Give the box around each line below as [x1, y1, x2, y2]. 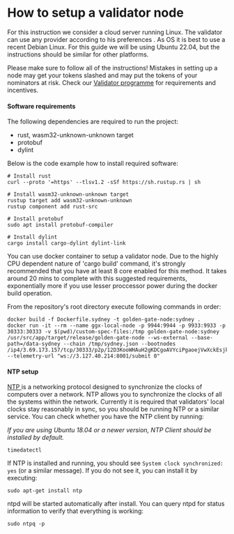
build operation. [7, 289, 53, 298]
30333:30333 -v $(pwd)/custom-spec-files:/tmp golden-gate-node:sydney [7, 328, 219, 335]
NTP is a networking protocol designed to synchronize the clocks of [7, 383, 203, 391]
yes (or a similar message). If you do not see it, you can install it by [7, 466, 198, 475]
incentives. [7, 86, 39, 94]
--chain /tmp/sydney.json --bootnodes [63, 340, 176, 348]
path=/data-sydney [7, 340, 61, 348]
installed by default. [7, 434, 65, 442]
